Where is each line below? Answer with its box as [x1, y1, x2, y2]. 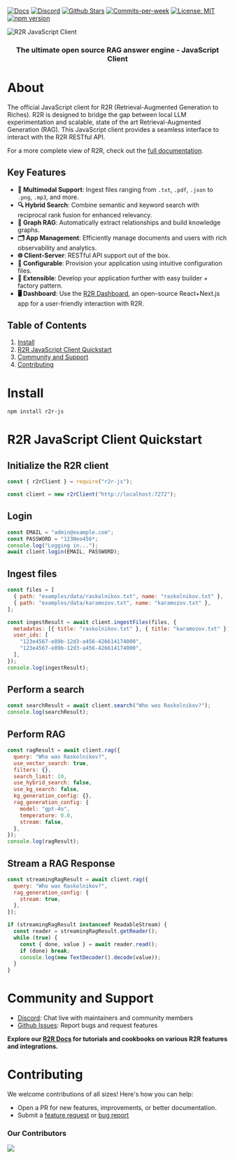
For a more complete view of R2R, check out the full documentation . [7, 146, 204, 154]
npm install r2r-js [7, 408, 64, 415]
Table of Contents [7, 320, 87, 332]
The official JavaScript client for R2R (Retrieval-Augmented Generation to [7, 102, 219, 111]
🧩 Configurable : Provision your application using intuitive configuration [17, 259, 222, 267]
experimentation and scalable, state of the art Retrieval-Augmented [7, 118, 201, 126]
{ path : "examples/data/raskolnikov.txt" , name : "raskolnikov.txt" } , [13, 593, 224, 600]
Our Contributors [7, 1129, 66, 1139]
